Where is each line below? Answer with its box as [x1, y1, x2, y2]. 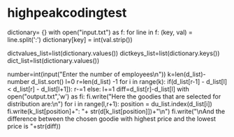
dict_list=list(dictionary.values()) [7, 56, 100, 64]
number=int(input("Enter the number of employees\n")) [7, 70, 166, 78]
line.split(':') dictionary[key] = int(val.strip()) [7, 35, 133, 43]
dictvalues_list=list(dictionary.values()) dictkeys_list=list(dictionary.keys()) [7, 49, 220, 57]
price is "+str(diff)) [7, 122, 61, 130]
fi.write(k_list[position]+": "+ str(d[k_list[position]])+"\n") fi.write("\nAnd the [7, 107, 226, 115]
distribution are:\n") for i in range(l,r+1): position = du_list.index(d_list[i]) [7, 99, 213, 108]
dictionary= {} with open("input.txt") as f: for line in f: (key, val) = [7, 28, 193, 36]
